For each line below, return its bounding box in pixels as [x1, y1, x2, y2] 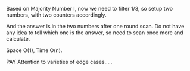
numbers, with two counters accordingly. [6, 11, 107, 18]
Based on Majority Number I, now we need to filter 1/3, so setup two [6, 5, 173, 12]
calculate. [6, 35, 30, 42]
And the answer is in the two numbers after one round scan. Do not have [6, 23, 185, 30]
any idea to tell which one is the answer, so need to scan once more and [6, 29, 183, 36]
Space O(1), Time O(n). [6, 47, 63, 54]
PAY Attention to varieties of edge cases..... [6, 59, 113, 65]
